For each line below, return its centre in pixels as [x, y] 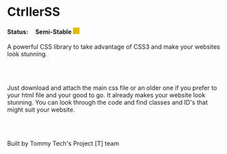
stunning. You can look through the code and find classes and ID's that [108, 103]
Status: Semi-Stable [40, 31]
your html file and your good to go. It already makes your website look [106, 95]
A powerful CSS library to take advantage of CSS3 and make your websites [113, 47]
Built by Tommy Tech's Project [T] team [63, 144]
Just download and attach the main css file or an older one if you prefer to [112, 88]
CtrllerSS [34, 12]
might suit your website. [41, 110]
